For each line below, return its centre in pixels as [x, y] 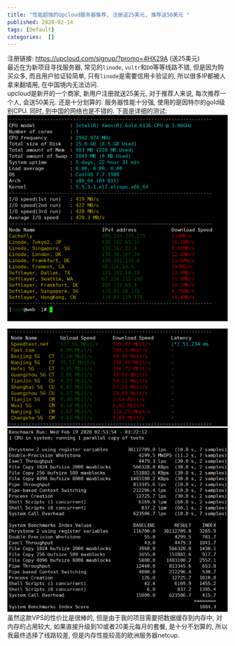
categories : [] [31, 37]
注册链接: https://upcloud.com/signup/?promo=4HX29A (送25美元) [104, 59]
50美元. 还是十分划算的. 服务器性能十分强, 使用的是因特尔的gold [127, 102]
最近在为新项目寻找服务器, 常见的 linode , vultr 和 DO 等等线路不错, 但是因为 [113, 67]
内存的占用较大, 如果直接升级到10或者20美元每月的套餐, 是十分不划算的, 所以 [117, 626]
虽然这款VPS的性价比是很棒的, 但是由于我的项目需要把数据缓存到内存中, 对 [115, 618]
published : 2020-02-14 [40, 22]
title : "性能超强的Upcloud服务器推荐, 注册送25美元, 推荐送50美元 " [99, 15]
